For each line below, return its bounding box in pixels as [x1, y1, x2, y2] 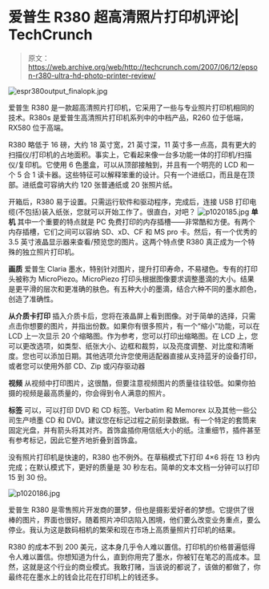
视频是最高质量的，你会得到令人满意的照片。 [22, 388, 170, 397]
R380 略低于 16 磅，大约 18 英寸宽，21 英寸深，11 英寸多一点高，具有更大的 [8, 139, 257, 149]
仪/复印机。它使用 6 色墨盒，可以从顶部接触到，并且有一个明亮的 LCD [8, 159, 239, 169]
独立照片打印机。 [22, 247, 78, 256]
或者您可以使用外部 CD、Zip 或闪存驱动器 [8, 361, 146, 370]
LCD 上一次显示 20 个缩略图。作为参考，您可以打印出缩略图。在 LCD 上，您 [8, 331, 259, 341]
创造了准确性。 [8, 294, 58, 304]
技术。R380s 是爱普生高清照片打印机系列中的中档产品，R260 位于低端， [8, 112, 248, 122]
